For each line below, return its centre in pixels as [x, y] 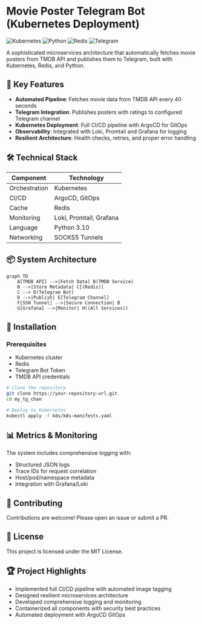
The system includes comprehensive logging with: [69, 453]
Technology [86, 178]
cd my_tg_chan [24, 399]
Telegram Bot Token [40, 371]
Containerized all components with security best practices [88, 608]
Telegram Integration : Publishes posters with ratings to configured [99, 112]
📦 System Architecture [51, 259]
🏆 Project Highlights [46, 571]
